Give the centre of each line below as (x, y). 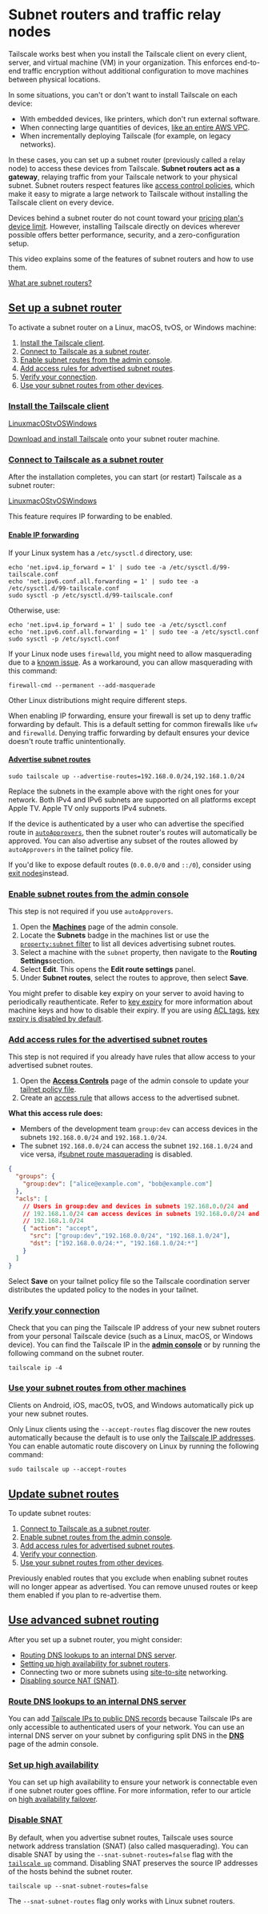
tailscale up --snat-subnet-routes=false (78, 1886)
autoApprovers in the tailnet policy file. (71, 849)
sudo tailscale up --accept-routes (68, 1469)
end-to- (247, 62)
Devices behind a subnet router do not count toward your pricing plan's (126, 218)
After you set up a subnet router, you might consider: (95, 1639)
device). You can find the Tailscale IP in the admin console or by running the (134, 1345)
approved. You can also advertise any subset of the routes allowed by (123, 841)
